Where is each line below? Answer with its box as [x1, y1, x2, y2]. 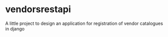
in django [5, 25, 25, 31]
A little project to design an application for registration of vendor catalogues [5, 20, 163, 26]
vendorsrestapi [5, 4, 71, 15]
